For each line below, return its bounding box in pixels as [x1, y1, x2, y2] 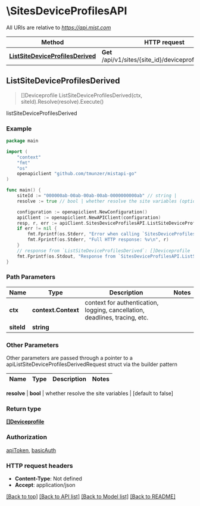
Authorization [6, 433, 48, 442]
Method [41, 38, 64, 46]
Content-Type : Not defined [14, 475, 82, 482]
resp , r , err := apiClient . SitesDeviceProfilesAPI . [17, 220, 148, 226]
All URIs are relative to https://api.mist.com [6, 24, 111, 31]
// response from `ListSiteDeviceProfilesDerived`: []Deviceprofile [17, 247, 190, 254]
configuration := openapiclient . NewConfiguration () [17, 209, 148, 215]
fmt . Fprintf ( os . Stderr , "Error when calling [27, 231, 140, 237]
